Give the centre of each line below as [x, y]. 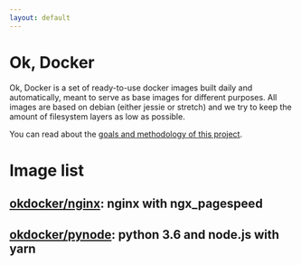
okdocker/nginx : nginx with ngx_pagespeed [136, 204]
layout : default [40, 18]
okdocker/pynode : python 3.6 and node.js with [145, 235]
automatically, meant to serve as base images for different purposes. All [143, 97]
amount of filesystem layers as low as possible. [97, 116]
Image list [47, 170]
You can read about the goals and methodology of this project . [126, 134]
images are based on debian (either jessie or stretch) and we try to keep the [150, 107]
